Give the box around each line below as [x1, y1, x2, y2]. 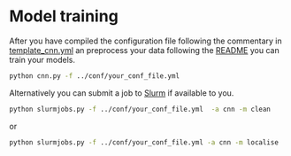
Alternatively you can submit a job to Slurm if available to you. [9, 87, 234, 98]
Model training [9, 6, 119, 27]
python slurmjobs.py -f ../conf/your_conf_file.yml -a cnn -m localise [9, 137, 279, 147]
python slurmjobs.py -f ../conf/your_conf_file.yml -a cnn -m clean [9, 105, 272, 113]
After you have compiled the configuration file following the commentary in [9, 35, 283, 46]
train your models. [9, 54, 75, 65]
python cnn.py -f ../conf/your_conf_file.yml [9, 71, 180, 81]
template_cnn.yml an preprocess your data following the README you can [9, 44, 280, 55]
